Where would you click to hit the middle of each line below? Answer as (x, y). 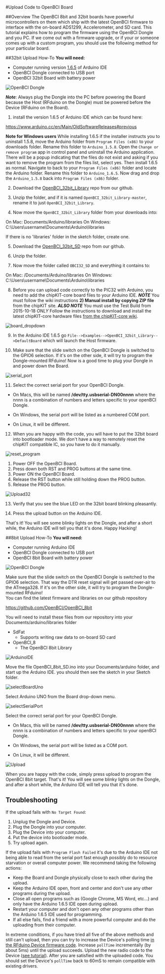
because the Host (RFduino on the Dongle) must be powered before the (78, 102)
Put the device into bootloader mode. (50, 837)
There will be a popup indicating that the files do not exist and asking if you (82, 157)
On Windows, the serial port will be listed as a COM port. (70, 745)
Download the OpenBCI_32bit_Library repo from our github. (73, 188)
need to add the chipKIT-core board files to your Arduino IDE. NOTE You (86, 295)
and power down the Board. (41, 366)
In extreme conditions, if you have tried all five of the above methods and (80, 934)
